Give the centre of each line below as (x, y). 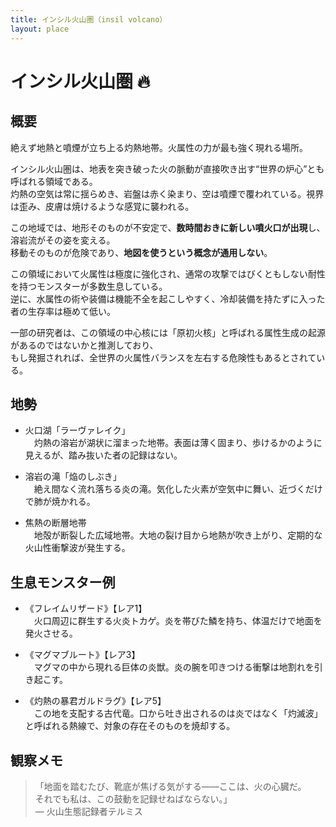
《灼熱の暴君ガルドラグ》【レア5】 (95, 701)
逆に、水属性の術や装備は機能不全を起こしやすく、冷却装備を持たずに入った (168, 298)
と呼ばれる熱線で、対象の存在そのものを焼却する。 (130, 726)
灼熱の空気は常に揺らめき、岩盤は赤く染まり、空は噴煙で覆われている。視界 (167, 193)
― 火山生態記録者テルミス (88, 811)
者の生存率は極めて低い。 (63, 311)
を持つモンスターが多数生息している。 (89, 286)
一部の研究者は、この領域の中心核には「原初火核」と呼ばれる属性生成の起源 (168, 332)
